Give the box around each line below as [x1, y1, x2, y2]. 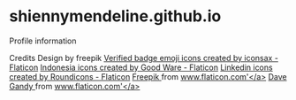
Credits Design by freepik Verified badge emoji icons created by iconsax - [9, 52, 278, 63]
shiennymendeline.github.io [9, 6, 222, 27]
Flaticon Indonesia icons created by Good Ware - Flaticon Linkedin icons [9, 62, 273, 73]
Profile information [9, 35, 77, 46]
